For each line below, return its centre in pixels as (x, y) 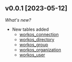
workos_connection (39, 34)
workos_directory (37, 39)
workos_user (32, 55)
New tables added (30, 29)
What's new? (18, 20)
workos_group (34, 44)
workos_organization (40, 50)
